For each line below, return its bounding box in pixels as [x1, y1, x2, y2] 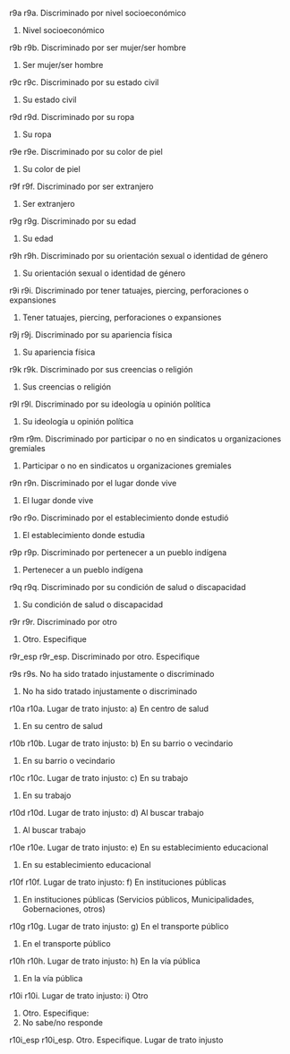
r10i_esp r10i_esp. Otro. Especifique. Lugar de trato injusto [9, 1034, 224, 1045]
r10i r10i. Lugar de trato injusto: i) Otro [9, 990, 149, 1001]
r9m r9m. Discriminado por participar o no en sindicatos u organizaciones [9, 433, 282, 444]
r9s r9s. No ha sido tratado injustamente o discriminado [9, 669, 215, 679]
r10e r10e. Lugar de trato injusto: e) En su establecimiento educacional [9, 842, 269, 853]
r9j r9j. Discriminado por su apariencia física [9, 330, 173, 339]
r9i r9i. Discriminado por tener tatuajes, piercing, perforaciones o [9, 286, 249, 296]
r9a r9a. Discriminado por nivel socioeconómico [9, 8, 186, 18]
